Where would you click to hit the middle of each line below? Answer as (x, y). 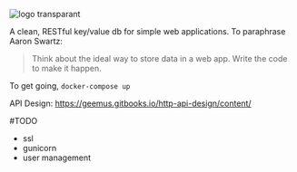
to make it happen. (66, 68)
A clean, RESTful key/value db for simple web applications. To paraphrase (148, 31)
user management (57, 158)
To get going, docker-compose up (70, 86)
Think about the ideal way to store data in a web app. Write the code (159, 58)
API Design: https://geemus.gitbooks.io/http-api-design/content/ (130, 103)
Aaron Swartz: (36, 41)
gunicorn (40, 148)
